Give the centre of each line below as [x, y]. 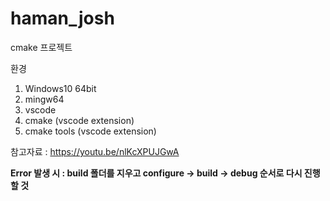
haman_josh [62, 18]
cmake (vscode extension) [79, 120]
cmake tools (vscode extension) [90, 131]
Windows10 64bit [60, 88]
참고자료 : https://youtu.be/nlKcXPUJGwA [95, 151]
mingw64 [44, 99]
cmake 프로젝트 [41, 47]
